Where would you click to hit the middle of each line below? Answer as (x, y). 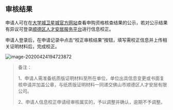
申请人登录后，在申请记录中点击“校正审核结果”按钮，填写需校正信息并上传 (84, 40)
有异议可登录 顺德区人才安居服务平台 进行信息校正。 (59, 29)
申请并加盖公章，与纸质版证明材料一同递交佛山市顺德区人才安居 (90, 84)
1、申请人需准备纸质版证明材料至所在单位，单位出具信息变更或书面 (89, 78)
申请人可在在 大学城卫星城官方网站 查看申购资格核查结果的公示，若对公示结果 (86, 23)
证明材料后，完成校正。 (34, 46)
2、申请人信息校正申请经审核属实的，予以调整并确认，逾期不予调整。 (92, 102)
